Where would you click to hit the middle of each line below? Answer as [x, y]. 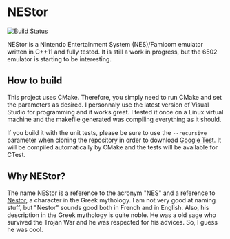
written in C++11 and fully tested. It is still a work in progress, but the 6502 [112, 52]
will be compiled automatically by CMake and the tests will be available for [113, 147]
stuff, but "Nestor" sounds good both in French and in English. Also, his [108, 207]
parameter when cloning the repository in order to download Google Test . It [114, 140]
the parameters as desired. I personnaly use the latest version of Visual [108, 105]
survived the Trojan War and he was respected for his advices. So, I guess [113, 222]
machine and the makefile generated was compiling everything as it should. [114, 119]
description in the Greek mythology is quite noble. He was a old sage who [112, 215]
